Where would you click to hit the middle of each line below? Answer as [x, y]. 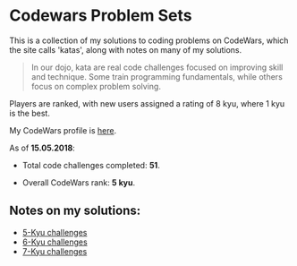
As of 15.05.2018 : [42, 148]
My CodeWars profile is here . [63, 130]
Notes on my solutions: [75, 211]
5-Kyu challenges [55, 232]
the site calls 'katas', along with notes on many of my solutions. [126, 49]
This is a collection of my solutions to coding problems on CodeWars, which [149, 40]
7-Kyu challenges [55, 251]
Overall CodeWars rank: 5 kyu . [79, 182]
